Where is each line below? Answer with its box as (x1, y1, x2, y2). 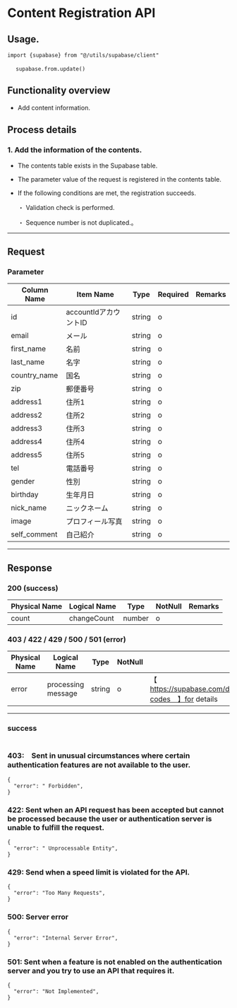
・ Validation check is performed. (17, 203, 115, 211)
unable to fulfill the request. (7, 822, 104, 832)
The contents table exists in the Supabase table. (17, 161, 158, 170)
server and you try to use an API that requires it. (7, 966, 175, 975)
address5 (11, 450, 42, 460)
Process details (7, 124, 77, 136)
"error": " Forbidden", (13, 783, 83, 790)
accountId (66, 307, 99, 317)
